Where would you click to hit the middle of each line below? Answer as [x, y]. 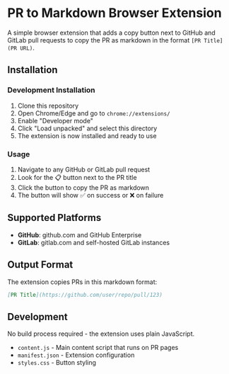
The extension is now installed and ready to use [87, 135]
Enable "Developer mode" [55, 120]
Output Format [40, 265]
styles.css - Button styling [57, 363]
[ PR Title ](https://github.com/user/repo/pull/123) [85, 295]
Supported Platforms [54, 218]
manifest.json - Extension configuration [76, 355]
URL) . [28, 47]
